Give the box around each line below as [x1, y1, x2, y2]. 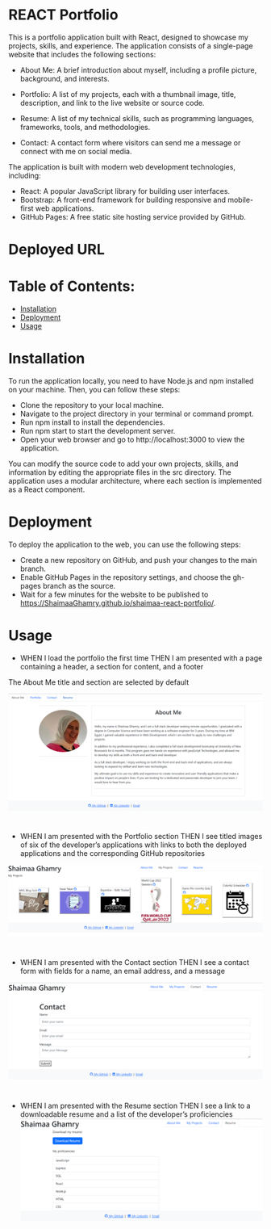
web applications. [35, 203, 94, 213]
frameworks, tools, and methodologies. [19, 122, 151, 132]
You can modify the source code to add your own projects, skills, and [8, 459, 239, 468]
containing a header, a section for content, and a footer [19, 661, 204, 671]
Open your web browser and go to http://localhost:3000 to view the [19, 434, 245, 444]
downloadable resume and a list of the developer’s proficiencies [19, 1109, 233, 1119]
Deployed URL [8, 241, 105, 259]
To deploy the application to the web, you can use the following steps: [8, 539, 241, 549]
